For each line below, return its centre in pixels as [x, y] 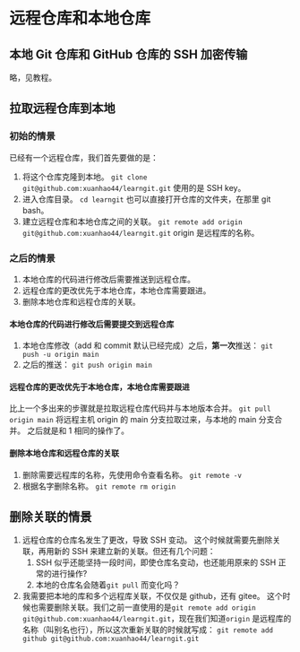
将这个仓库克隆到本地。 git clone [85, 177]
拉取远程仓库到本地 [62, 109]
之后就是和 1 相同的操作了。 [78, 430]
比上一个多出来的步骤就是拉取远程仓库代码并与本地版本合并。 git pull [140, 408]
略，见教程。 [33, 78]
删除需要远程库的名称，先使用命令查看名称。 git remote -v [132, 474]
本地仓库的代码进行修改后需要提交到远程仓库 [92, 324]
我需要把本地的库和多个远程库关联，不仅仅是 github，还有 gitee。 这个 [153, 596]
